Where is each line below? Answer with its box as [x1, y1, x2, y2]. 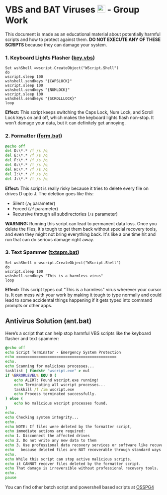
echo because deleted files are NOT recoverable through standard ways [5, 447, 162, 452]
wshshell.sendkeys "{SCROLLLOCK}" [5, 96, 77, 101]
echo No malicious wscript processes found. [14, 401, 108, 406]
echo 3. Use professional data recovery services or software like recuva [5, 443, 164, 448]
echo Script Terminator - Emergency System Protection [5, 350, 121, 355]
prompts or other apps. [5, 302, 53, 308]
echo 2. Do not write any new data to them [5, 438, 97, 443]
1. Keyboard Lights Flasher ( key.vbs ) [5, 54, 95, 61]
